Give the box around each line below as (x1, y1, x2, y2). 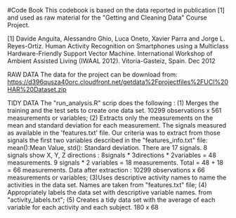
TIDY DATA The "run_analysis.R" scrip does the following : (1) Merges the (7, 99, 219, 107)
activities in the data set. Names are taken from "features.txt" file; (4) (7, 181, 207, 189)
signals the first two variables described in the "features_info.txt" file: (7, 136, 209, 144)
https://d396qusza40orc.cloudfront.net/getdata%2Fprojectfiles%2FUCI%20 (7, 78, 229, 86)
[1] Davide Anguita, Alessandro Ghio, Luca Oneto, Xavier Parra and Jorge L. (7, 34, 225, 43)
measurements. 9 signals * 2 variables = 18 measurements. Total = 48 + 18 (7, 158, 223, 167)
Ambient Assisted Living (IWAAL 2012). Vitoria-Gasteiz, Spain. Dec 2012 (7, 57, 216, 65)
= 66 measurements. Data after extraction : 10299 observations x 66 (7, 166, 206, 174)
